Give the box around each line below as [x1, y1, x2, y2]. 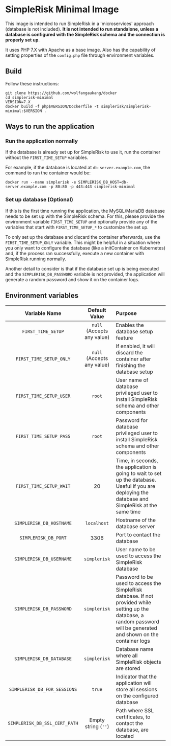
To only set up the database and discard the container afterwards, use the [5, 234, 161, 240]
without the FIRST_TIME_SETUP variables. [5, 154, 89, 161]
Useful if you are [116, 482, 156, 489]
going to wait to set [116, 469, 162, 477]
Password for [116, 417, 148, 424]
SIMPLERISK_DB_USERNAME [14, 556, 72, 562]
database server [116, 523, 155, 530]
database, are [116, 726, 149, 733]
